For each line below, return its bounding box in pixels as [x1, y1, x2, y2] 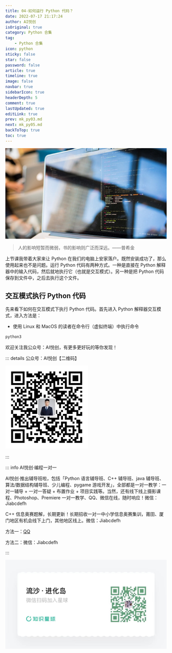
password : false [5, 62, 40, 68]
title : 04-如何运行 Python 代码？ [5, 8, 74, 13]
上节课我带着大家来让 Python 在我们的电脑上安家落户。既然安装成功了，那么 [5, 256, 166, 262]
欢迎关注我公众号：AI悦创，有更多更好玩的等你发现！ [5, 344, 118, 351]
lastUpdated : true [5, 106, 45, 111]
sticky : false [5, 51, 36, 57]
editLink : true [5, 111, 38, 117]
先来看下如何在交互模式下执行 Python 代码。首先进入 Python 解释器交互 [5, 306, 157, 312]
